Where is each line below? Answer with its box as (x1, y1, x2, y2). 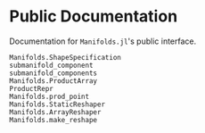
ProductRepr (9, 84, 53, 93)
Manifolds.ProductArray (9, 76, 98, 86)
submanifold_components (9, 69, 98, 78)
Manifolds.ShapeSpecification (9, 53, 122, 62)
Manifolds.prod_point (9, 92, 90, 101)
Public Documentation (9, 6, 178, 27)
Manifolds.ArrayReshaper (9, 107, 102, 117)
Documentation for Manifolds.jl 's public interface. (9, 36, 197, 46)
